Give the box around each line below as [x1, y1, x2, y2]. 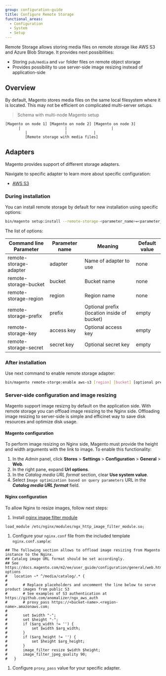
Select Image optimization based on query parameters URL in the [12, 477, 146, 483]
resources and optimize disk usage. [5, 419, 78, 425]
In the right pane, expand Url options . [12, 467, 89, 473]
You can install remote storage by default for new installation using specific [5, 204, 158, 210]
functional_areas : [5, 16, 43, 21]
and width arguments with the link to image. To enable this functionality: [5, 446, 152, 452]
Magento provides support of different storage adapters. [5, 161, 120, 167]
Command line [8, 239, 44, 246]
